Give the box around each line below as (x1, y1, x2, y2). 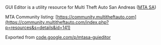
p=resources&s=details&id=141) (5, 24, 71, 30)
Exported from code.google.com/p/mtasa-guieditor (5, 34, 111, 40)
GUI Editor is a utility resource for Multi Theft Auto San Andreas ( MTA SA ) (5, 4, 156, 10)
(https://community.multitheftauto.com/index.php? (5, 19, 109, 25)
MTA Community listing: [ (5, 14, 57, 19)
